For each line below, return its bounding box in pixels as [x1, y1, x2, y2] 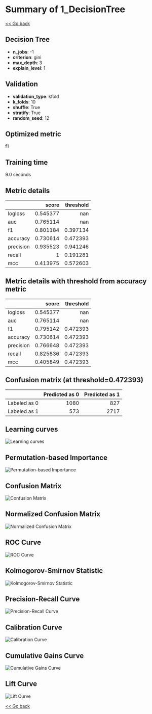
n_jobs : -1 [12, 48, 34, 55]
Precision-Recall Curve [5, 595, 80, 603]
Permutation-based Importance [5, 453, 108, 462]
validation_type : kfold [12, 93, 59, 99]
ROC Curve [5, 538, 42, 547]
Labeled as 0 [8, 399, 39, 406]
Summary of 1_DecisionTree [5, 4, 126, 15]
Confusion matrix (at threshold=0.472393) [5, 376, 143, 384]
